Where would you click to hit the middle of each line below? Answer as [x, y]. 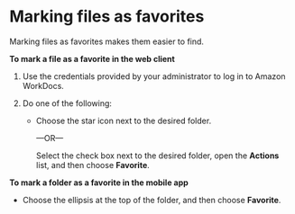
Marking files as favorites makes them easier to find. [107, 41]
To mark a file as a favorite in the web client [92, 58]
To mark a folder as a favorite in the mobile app [99, 183]
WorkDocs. [43, 85]
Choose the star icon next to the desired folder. [124, 120]
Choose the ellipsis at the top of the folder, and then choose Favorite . [152, 200]
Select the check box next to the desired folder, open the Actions [157, 156]
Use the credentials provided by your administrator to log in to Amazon [154, 76]
